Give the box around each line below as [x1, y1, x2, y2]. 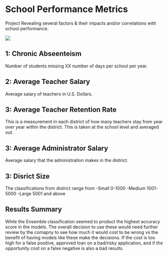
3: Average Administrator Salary [5, 144, 108, 152]
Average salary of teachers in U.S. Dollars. [5, 91, 93, 97]
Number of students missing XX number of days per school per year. [5, 63, 148, 69]
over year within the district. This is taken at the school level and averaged [5, 124, 159, 130]
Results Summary [5, 205, 62, 214]
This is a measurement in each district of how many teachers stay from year [5, 119, 163, 125]
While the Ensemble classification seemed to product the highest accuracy [5, 218, 160, 224]
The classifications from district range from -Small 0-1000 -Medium [5, 185, 146, 191]
